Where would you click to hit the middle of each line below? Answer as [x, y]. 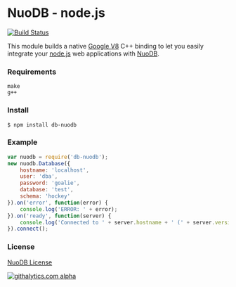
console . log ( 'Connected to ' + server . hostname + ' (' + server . [118, 222]
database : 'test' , [47, 190]
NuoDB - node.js [56, 13]
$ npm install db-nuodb [42, 125]
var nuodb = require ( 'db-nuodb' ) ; [58, 157]
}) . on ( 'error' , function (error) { [58, 203]
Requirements [32, 72]
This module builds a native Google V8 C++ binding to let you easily [105, 46]
